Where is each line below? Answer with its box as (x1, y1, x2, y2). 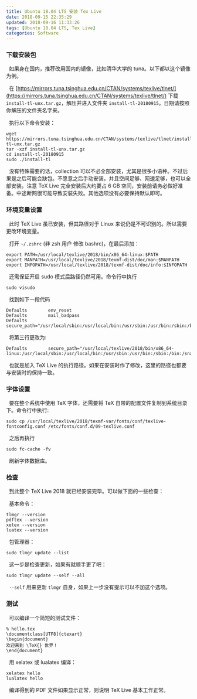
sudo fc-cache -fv (6, 446, 51, 452)
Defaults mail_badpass (6, 312, 80, 318)
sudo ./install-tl (6, 156, 51, 163)
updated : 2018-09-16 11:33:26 (6, 19, 80, 25)
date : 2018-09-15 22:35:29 (6, 14, 72, 20)
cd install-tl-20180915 (6, 152, 64, 158)
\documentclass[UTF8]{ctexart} (6, 631, 83, 637)
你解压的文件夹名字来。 (6, 107, 63, 114)
